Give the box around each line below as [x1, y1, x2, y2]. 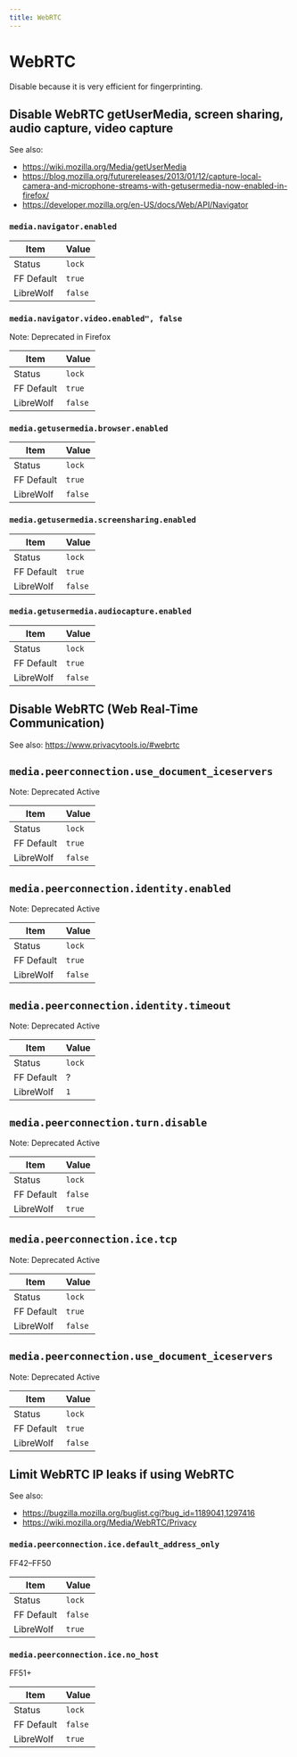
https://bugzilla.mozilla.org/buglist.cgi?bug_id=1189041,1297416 [21, 1508, 256, 1519]
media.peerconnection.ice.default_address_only [9, 1539, 220, 1550]
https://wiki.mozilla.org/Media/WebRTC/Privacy [21, 1517, 197, 1528]
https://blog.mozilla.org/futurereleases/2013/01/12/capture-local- [21, 171, 262, 182]
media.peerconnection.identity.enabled [9, 882, 232, 895]
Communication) [9, 715, 105, 731]
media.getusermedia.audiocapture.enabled [9, 606, 192, 616]
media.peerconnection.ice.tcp [9, 1233, 177, 1246]
